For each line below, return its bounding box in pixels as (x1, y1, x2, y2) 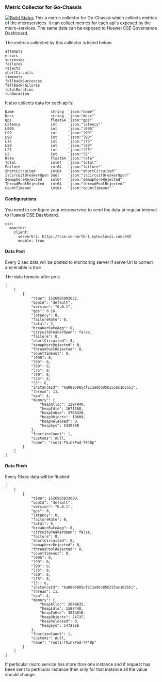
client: (14, 230, 29, 235)
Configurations (5, 196, 36, 202)
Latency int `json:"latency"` (5, 122, 103, 127)
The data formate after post (5, 273, 60, 280)
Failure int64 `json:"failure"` (5, 164, 103, 170)
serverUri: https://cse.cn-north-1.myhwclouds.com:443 (17, 234, 131, 239)
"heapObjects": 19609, (39, 414, 86, 419)
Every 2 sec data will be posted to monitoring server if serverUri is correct (5, 259, 153, 265)
